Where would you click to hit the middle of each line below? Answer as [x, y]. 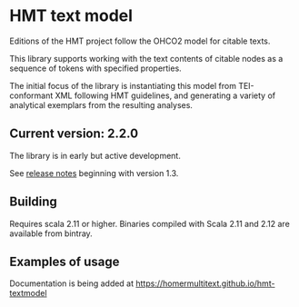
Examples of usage [65, 261]
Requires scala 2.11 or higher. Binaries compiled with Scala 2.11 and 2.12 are [150, 223]
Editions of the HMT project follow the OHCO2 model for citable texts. [140, 41]
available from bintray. [51, 233]
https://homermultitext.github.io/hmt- [205, 283]
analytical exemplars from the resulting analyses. [101, 104]
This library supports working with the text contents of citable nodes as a [146, 58]
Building [33, 202]
